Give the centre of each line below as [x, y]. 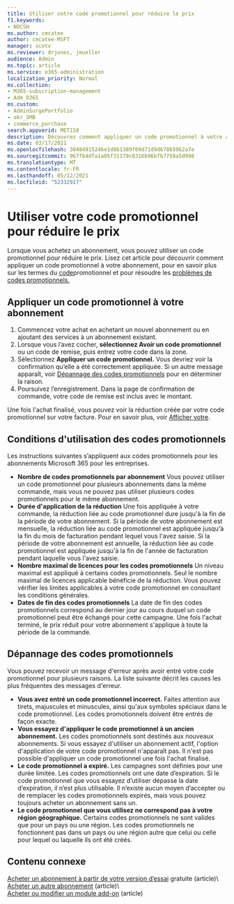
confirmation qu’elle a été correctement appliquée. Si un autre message [120, 367]
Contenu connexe [47, 862]
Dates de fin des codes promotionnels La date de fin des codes [110, 602]
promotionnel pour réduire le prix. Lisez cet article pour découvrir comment [116, 258]
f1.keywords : [26, 20]
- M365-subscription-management [54, 91]
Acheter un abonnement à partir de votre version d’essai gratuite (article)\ [113, 878]
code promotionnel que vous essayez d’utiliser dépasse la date [108, 780]
